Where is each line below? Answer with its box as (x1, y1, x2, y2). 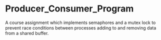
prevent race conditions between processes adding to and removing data (5, 24, 156, 30)
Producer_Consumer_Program (5, 3, 134, 14)
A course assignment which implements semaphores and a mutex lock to (5, 19, 156, 25)
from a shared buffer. (5, 30, 49, 36)
